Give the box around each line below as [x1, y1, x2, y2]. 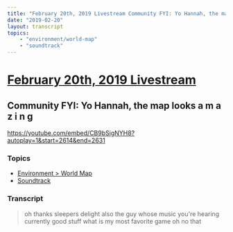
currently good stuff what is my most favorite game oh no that [24, 217, 202, 225]
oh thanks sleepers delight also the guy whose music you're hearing [24, 209, 220, 218]
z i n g [7, 110, 33, 122]
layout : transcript [7, 23, 64, 30]
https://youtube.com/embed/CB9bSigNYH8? [7, 129, 135, 137]
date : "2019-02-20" [7, 17, 64, 24]
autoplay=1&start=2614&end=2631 [7, 136, 105, 144]
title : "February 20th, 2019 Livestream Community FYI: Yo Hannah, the [7, 10, 218, 17]
